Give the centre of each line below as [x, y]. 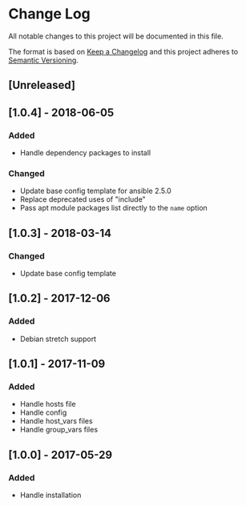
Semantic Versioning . [43, 60]
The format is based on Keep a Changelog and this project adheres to [123, 51]
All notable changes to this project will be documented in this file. [116, 36]
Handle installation [50, 495]
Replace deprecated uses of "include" [83, 199]
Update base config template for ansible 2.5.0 [95, 191]
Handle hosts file [48, 404]
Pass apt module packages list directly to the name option [114, 208]
